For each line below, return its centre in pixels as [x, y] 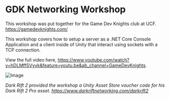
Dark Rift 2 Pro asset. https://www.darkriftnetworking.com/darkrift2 [77, 90]
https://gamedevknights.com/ [37, 29]
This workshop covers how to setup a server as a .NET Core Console [78, 39]
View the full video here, [31, 60]
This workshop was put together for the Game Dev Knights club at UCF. [81, 24]
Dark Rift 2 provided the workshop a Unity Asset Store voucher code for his [85, 85]
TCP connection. [23, 50]
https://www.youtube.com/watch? [93, 60]
